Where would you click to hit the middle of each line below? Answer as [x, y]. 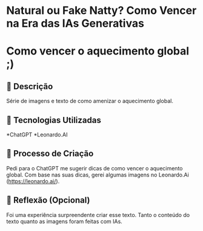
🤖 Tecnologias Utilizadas [54, 120]
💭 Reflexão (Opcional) [48, 200]
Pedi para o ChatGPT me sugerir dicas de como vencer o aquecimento [95, 168]
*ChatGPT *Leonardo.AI [37, 135]
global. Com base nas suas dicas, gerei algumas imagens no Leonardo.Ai [98, 175]
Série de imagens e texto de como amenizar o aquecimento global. [90, 101]
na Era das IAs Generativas [75, 23]
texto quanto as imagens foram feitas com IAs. [64, 221]
